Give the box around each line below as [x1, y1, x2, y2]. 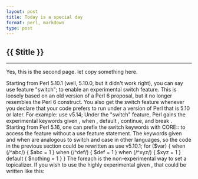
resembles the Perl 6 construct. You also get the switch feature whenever [6, 99, 184, 106]
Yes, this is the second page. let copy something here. [6, 69, 138, 76]
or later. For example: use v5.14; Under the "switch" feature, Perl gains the [6, 111, 186, 118]
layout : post [6, 8, 38, 15]
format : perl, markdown [6, 19, 65, 25]
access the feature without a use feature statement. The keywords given [6, 130, 182, 137]
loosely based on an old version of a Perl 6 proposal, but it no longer [6, 92, 173, 99]
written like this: [6, 168, 45, 175]
